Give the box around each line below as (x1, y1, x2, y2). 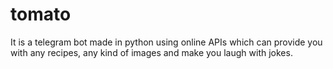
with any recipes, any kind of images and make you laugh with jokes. (10, 46, 293, 58)
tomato (10, 3, 72, 26)
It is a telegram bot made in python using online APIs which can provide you (10, 36, 323, 48)
